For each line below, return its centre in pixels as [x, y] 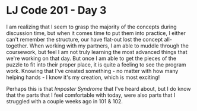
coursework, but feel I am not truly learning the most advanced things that [97, 52]
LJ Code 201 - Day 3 [56, 10]
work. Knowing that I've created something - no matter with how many [92, 71]
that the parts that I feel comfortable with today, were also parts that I [91, 95]
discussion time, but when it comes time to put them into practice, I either [96, 33]
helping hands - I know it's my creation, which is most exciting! [83, 77]
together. [17, 46]
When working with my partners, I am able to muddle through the [109, 46]
